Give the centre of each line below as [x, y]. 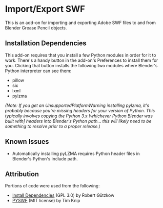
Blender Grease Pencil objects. [36, 27]
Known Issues [27, 142]
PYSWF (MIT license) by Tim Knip [46, 201]
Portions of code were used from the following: [52, 186]
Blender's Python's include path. [45, 158]
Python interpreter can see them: [38, 71]
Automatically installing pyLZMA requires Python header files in [76, 154]
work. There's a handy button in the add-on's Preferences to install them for [81, 60]
